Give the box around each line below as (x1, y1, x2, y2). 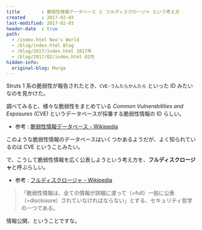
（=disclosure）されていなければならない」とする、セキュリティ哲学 (21, 197, 193, 204)
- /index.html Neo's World (11, 37, 80, 43)
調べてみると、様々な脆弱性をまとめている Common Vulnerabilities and (6, 103, 184, 110)
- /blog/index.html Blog (11, 43, 74, 49)
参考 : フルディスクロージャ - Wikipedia (14, 176, 113, 184)
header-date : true (6, 25, 58, 32)
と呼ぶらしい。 (11, 164, 49, 171)
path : (6, 31, 20, 37)
